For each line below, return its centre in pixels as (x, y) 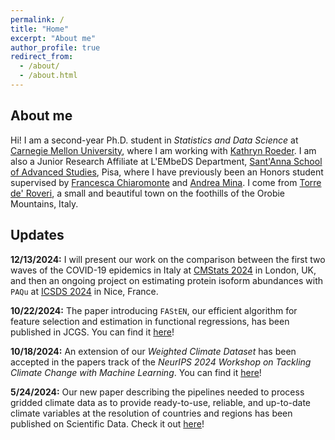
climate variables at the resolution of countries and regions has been (151, 413)
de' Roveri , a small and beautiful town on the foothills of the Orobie (148, 193)
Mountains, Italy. (44, 203)
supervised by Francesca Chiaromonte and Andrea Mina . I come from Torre (166, 182)
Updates (37, 235)
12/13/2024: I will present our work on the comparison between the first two (168, 259)
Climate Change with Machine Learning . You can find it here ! (136, 372)
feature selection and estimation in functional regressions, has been (150, 321)
